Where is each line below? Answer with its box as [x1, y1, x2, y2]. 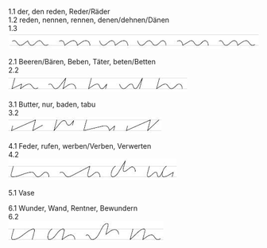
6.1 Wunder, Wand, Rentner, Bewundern [8, 203, 138, 213]
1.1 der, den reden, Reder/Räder [8, 7, 110, 16]
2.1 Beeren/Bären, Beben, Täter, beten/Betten [8, 56, 157, 66]
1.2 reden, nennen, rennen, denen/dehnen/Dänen [8, 15, 169, 25]
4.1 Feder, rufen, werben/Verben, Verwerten [8, 141, 152, 150]
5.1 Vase [8, 188, 35, 197]
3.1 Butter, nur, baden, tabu [8, 99, 96, 109]
